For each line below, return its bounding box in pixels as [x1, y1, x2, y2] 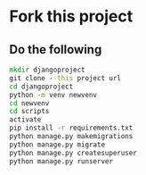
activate [9, 115, 42, 124]
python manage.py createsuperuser [9, 148, 138, 157]
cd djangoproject [9, 82, 74, 91]
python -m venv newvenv [9, 90, 98, 99]
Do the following [9, 42, 102, 57]
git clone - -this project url [9, 73, 122, 82]
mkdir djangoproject [9, 65, 86, 74]
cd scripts [9, 107, 50, 116]
